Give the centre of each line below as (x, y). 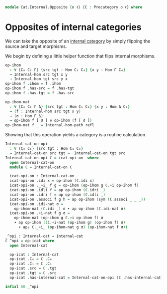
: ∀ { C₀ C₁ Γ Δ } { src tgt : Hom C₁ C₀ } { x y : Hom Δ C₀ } (70, 107)
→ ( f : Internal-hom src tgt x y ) (45, 111)
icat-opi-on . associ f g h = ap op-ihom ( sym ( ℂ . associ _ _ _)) (78, 199)
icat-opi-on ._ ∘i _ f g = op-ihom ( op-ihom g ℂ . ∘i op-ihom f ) (74, 185)
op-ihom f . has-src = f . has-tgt (40, 88)
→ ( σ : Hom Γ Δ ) (26, 116)
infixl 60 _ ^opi (22, 287)
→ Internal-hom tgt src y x (39, 79)
